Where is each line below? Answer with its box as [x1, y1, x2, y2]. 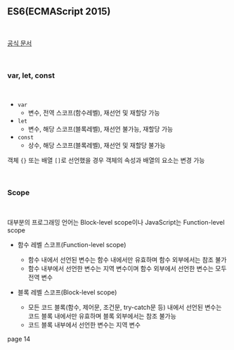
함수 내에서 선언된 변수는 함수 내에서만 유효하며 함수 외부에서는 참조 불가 [27, 256, 227, 264]
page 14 [7, 335, 30, 344]
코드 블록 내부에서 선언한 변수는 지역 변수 [27, 320, 141, 330]
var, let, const [7, 70, 55, 80]
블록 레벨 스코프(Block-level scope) [17, 288, 117, 296]
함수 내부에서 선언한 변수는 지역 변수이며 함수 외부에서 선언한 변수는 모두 [27, 264, 227, 273]
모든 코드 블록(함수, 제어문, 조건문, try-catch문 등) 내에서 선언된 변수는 [27, 303, 222, 312]
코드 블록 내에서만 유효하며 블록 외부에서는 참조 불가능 [27, 312, 177, 320]
